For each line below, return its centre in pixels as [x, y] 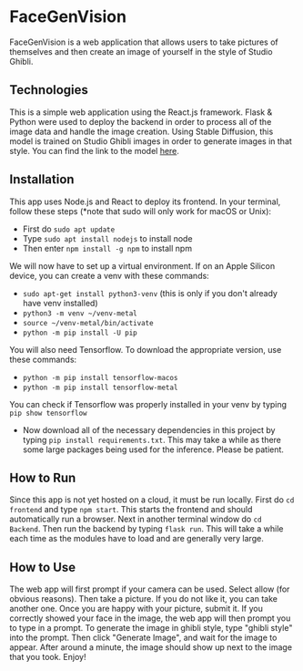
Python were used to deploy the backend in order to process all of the [141, 121]
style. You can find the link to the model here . [95, 150]
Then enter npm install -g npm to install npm [107, 248]
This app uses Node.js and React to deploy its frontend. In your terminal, [145, 201]
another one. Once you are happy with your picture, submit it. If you [136, 609]
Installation [42, 180]
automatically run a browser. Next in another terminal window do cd [136, 519]
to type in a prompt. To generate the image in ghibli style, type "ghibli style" [151, 628]
